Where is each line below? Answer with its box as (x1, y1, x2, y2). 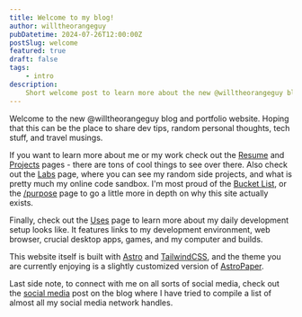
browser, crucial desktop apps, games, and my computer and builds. (9, 233, 263, 244)
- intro (25, 72, 54, 81)
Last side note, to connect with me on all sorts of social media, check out (9, 277, 280, 288)
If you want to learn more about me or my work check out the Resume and (9, 149, 285, 160)
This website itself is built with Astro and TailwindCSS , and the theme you (9, 251, 281, 261)
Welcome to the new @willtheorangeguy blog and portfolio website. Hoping (9, 113, 289, 124)
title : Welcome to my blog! (9, 13, 115, 22)
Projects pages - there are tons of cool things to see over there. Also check (9, 159, 288, 170)
